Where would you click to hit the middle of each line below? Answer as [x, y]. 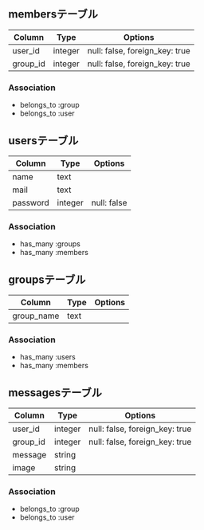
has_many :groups [50, 244]
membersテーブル [53, 14]
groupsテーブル [47, 279]
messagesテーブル [55, 393]
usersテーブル [43, 141]
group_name [36, 316]
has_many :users [47, 357]
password [31, 202]
